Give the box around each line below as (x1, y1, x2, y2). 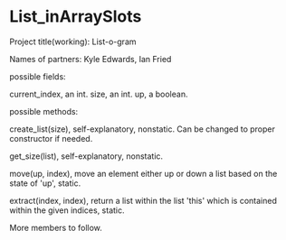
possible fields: (9, 70, 66, 82)
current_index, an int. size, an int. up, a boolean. (9, 88, 188, 99)
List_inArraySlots (9, 6, 142, 27)
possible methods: (9, 106, 79, 116)
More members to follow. (9, 222, 102, 233)
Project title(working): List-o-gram (9, 36, 138, 47)
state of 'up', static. (9, 178, 81, 189)
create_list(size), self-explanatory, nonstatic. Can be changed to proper (9, 124, 276, 134)
